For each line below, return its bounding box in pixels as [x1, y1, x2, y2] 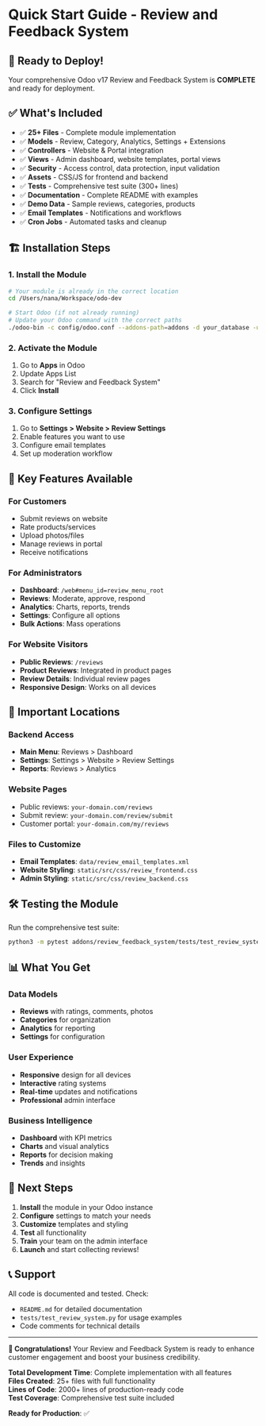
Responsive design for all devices [19, 1069, 131, 1079]
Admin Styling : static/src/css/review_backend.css [19, 873, 188, 883]
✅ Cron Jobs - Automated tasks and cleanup [19, 217, 167, 226]
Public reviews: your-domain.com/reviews [19, 802, 153, 811]
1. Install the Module [8, 269, 87, 280]
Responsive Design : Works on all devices [19, 682, 157, 692]
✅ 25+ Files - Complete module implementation [19, 127, 177, 137]
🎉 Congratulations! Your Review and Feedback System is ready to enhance [8, 1343, 255, 1353]
